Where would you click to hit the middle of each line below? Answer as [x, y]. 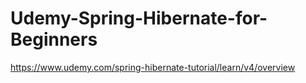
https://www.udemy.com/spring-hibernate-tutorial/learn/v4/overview [153, 67]
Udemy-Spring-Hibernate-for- [139, 18]
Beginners [54, 39]
